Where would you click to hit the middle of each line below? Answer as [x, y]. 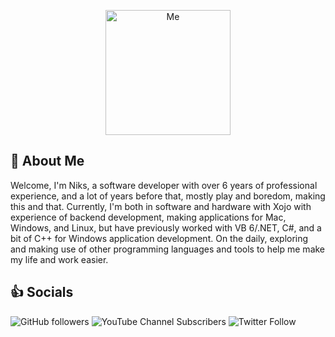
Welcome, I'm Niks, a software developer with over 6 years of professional [164, 185]
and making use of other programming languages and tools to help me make [168, 249]
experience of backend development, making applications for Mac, [148, 217]
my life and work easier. [59, 259]
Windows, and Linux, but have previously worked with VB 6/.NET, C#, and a [166, 227]
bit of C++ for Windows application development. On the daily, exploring [159, 238]
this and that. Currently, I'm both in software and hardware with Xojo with [161, 206]
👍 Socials [42, 292]
